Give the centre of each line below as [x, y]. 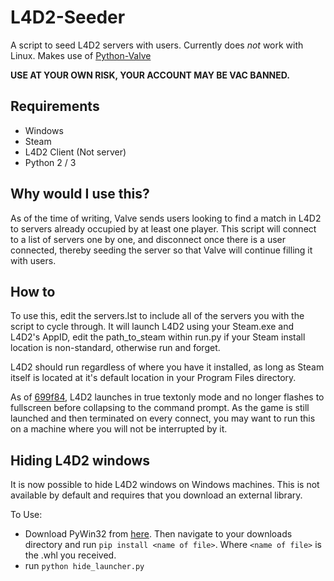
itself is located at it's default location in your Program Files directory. [153, 378]
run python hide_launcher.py [84, 566]
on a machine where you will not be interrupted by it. [119, 429]
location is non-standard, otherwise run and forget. [115, 348]
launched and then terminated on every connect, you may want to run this [163, 418]
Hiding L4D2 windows [80, 460]
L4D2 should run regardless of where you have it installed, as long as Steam [167, 367]
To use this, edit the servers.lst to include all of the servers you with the [157, 316]
